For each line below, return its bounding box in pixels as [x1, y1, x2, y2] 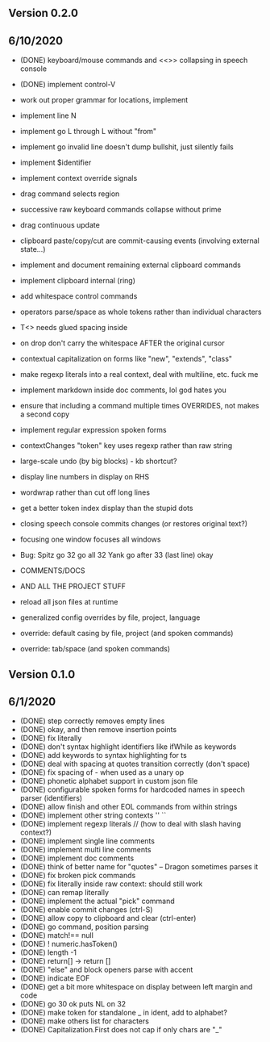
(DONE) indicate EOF [19, 973, 90, 983]
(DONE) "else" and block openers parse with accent [19, 965, 193, 975]
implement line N [19, 111, 77, 120]
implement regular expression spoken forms [19, 425, 167, 435]
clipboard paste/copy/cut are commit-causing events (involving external [19, 236, 260, 245]
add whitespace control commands [19, 291, 138, 301]
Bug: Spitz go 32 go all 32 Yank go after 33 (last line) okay [19, 550, 214, 560]
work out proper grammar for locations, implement [19, 95, 189, 105]
